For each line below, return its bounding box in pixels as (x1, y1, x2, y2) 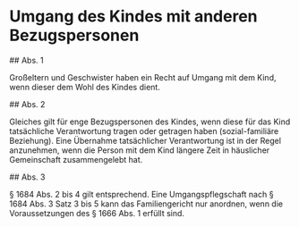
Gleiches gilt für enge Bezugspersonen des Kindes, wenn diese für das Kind (9, 116, 291, 127)
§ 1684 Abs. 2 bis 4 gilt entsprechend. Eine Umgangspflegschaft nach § (9, 189, 275, 199)
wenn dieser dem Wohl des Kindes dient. (9, 81, 161, 92)
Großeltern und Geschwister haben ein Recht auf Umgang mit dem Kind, (9, 71, 277, 82)
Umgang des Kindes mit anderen (9, 6, 258, 27)
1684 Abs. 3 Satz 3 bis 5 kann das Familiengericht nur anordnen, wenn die (9, 198, 284, 209)
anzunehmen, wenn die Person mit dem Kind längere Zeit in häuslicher (9, 145, 270, 156)
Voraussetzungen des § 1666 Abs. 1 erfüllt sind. (9, 207, 185, 218)
